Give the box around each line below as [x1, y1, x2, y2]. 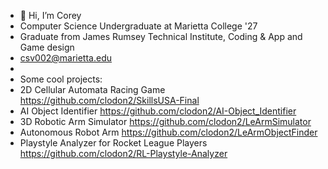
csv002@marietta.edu [19, 52, 112, 64]
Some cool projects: [19, 73, 103, 85]
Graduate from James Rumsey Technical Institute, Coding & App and [19, 31, 303, 42]
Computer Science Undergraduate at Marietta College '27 [19, 20, 258, 32]
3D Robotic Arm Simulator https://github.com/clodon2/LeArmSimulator [19, 116, 312, 127]
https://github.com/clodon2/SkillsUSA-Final [19, 95, 200, 106]
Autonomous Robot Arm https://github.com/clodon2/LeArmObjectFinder [19, 126, 318, 138]
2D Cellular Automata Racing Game [19, 84, 166, 95]
